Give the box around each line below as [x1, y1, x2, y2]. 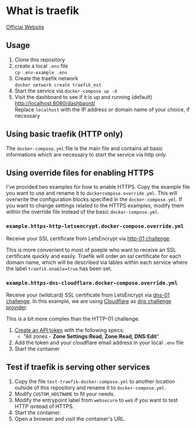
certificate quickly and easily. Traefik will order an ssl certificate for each [6, 252, 181, 259]
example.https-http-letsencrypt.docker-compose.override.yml [6, 223, 184, 230]
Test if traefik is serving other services [6, 362, 150, 372]
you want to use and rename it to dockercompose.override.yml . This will [6, 189, 177, 197]
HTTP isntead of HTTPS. [14, 403, 74, 410]
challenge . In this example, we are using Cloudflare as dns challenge [6, 297, 171, 304]
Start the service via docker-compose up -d [14, 87, 117, 94]
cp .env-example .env [14, 69, 67, 76]
